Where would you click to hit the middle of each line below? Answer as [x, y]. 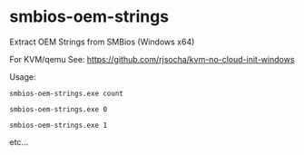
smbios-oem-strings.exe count [67, 93]
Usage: [23, 77]
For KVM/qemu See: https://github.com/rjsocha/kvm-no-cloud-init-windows [152, 59]
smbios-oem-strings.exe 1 [58, 125]
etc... [19, 141]
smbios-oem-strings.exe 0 [58, 109]
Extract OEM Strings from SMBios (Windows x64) [102, 42]
